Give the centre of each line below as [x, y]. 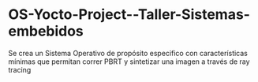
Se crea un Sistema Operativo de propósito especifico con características [128, 53]
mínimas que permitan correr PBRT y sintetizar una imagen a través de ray [129, 61]
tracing [20, 69]
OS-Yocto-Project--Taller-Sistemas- [129, 15]
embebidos [46, 31]
